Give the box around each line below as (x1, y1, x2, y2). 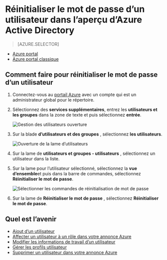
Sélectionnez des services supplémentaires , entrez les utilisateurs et (12, 106, 158, 113)
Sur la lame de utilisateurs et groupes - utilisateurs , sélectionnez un (12, 150, 156, 156)
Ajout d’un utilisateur (12, 228, 55, 234)
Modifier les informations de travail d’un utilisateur (12, 239, 116, 245)
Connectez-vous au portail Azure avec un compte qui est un (12, 91, 137, 98)
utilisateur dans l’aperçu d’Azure (5, 14, 142, 25)
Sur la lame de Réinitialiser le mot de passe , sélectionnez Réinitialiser (12, 195, 159, 201)
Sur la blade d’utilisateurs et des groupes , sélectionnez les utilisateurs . (12, 131, 163, 137)
